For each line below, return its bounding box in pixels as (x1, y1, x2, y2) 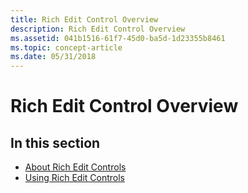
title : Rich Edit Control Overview (10, 14, 159, 25)
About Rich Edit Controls (24, 161, 127, 173)
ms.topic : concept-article (10, 42, 123, 53)
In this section (10, 134, 101, 151)
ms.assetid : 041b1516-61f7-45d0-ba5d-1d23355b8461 (10, 33, 226, 43)
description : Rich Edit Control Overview (10, 24, 186, 34)
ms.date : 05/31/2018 (10, 52, 97, 62)
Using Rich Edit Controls (24, 172, 125, 184)
